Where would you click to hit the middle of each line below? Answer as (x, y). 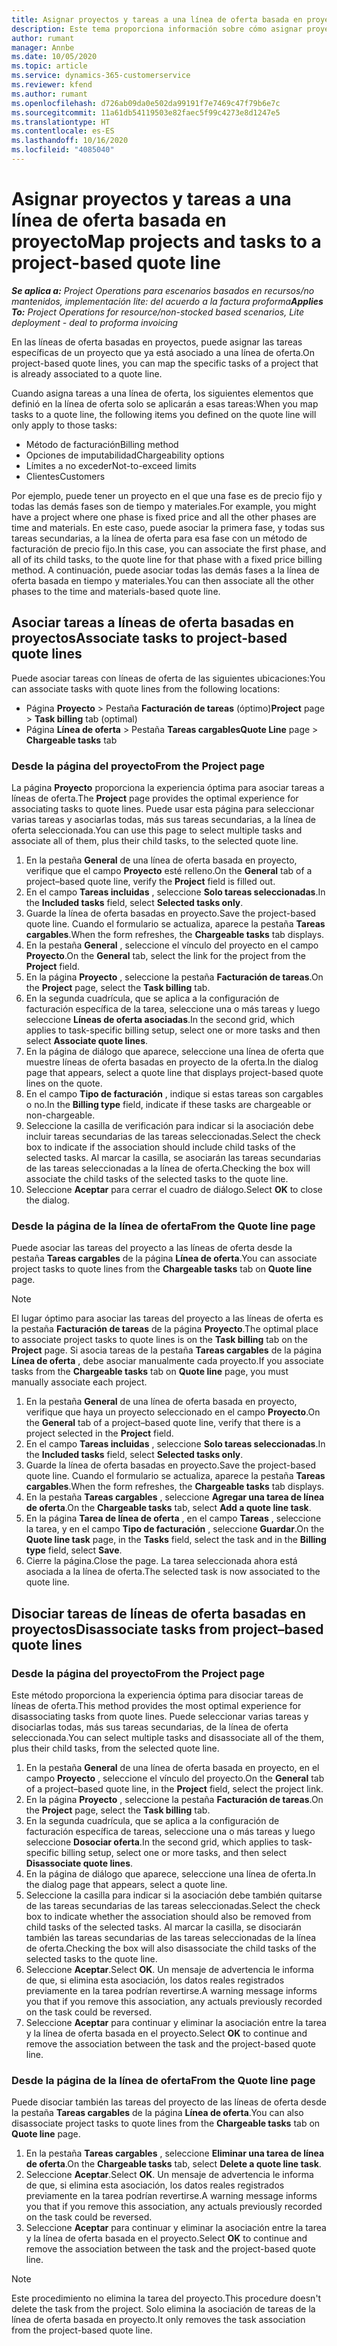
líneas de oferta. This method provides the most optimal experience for (156, 1705)
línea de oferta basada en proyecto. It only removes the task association (158, 2320)
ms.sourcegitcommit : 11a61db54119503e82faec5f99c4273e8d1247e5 (146, 112)
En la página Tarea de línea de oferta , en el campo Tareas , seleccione (173, 1518)
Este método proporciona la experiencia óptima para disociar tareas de (157, 1695)
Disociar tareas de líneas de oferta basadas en (159, 1613)
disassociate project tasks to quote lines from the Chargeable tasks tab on (166, 2123)
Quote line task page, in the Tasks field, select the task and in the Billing (176, 1540)
